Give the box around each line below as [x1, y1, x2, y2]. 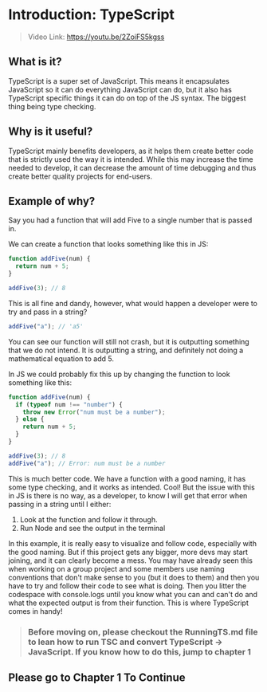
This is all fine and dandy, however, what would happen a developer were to [8, 298, 257, 308]
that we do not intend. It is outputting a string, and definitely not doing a [8, 345, 244, 355]
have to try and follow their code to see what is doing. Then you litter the [8, 580, 247, 591]
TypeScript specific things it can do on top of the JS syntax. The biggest [8, 93, 246, 103]
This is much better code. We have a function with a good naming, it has [8, 474, 246, 483]
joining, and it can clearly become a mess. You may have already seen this [8, 556, 253, 565]
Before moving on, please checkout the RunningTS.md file [27, 626, 258, 637]
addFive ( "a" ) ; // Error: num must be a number [8, 459, 166, 467]
